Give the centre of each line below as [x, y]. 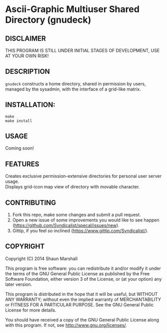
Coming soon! [19, 148]
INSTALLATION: [30, 105]
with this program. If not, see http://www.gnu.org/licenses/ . [66, 325]
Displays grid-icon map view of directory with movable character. [72, 187]
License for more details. [31, 310]
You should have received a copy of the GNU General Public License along [82, 319]
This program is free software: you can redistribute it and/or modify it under [83, 268]
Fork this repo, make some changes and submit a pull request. [76, 215]
